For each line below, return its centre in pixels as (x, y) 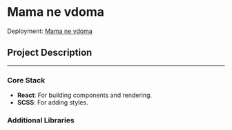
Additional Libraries (41, 120)
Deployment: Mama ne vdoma (50, 31)
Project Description (50, 53)
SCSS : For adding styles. (52, 102)
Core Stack (26, 80)
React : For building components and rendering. (85, 95)
